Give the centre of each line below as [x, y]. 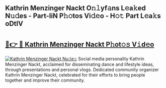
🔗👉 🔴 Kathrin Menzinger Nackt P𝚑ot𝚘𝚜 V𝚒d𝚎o [80, 44]
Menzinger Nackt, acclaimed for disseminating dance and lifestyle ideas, [80, 64]
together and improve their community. [45, 80]
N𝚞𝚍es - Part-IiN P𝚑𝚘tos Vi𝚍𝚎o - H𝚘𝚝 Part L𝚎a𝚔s [83, 16]
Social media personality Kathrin [111, 59]
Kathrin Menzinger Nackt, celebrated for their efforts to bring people [75, 75]
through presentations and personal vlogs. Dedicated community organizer [82, 70]
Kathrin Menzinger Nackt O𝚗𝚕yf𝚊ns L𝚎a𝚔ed [76, 8]
